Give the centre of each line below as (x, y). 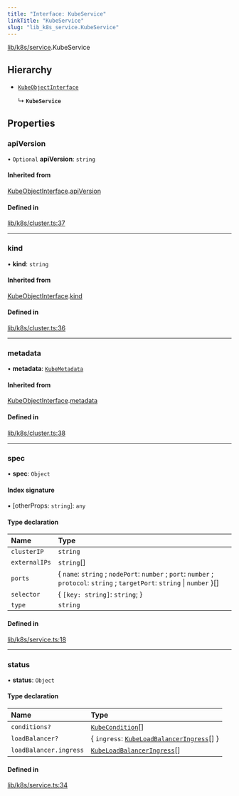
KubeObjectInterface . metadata (53, 401)
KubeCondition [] (117, 727)
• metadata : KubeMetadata (46, 369)
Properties (31, 123)
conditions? (31, 727)
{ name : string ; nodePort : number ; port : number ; (136, 574)
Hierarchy (30, 69)
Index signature (31, 490)
